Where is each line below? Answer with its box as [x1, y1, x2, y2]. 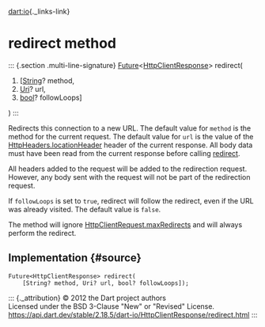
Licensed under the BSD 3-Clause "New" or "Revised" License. [8, 301, 215, 311]
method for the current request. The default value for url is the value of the [8, 131, 254, 141]
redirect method [8, 35, 117, 52]
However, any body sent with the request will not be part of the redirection [8, 172, 251, 181]
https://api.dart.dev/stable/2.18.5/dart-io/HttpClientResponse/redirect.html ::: [8, 310, 258, 319]
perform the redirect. [8, 228, 77, 238]
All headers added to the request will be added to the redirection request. [8, 164, 248, 173]
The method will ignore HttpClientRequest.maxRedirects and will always [8, 219, 243, 229]
